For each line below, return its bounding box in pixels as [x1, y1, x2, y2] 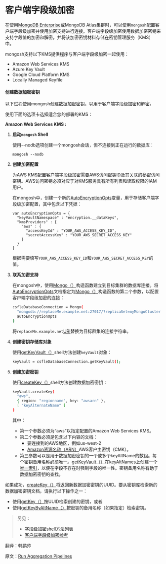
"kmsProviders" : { [17, 219, 57, 225]
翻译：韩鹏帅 [5, 542, 31, 549]
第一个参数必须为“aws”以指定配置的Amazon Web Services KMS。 [19, 427, 154, 433]
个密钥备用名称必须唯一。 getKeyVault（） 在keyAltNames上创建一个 [19, 459, 158, 465]
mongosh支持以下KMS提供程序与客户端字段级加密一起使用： [5, 51, 129, 57]
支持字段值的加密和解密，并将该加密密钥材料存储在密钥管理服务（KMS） [5, 34, 154, 40]
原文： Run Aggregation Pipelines [5, 553, 73, 559]
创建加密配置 [12, 161, 39, 167]
